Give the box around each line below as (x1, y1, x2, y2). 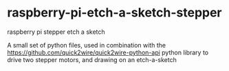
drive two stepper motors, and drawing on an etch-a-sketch (7, 55, 177, 63)
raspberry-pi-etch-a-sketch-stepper (7, 5, 222, 21)
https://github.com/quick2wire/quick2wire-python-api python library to (7, 48, 208, 57)
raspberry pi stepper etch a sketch (7, 28, 105, 36)
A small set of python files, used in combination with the (7, 41, 166, 49)
